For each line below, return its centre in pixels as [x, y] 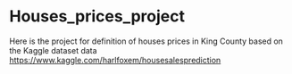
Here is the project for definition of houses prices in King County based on [146, 41]
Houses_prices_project [97, 16]
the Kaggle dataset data [53, 50]
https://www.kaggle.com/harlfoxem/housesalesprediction [115, 60]
